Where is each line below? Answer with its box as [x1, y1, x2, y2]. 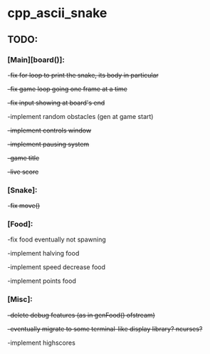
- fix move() [7, 202, 41, 210]
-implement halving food [7, 249, 80, 258]
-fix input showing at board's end [7, 98, 105, 107]
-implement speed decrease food [7, 263, 105, 271]
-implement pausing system [7, 140, 90, 148]
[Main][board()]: [7, 55, 65, 65]
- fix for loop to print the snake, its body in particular [7, 71, 159, 79]
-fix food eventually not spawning [7, 235, 107, 244]
